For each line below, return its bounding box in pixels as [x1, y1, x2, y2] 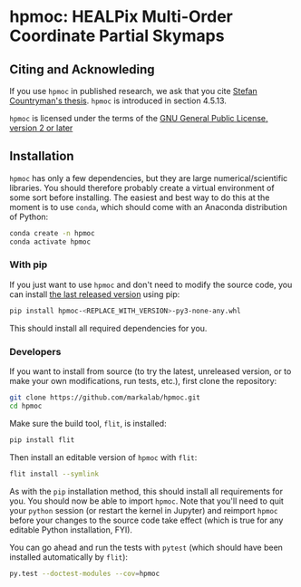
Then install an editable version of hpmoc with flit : [9, 451, 198, 463]
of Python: [9, 211, 49, 222]
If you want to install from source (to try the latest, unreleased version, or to [9, 366, 292, 377]
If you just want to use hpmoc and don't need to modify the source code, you [9, 279, 293, 290]
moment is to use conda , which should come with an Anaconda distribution [9, 201, 288, 212]
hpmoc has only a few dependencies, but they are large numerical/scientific [9, 172, 288, 183]
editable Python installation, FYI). [9, 524, 133, 535]
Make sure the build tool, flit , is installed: [9, 418, 167, 428]
